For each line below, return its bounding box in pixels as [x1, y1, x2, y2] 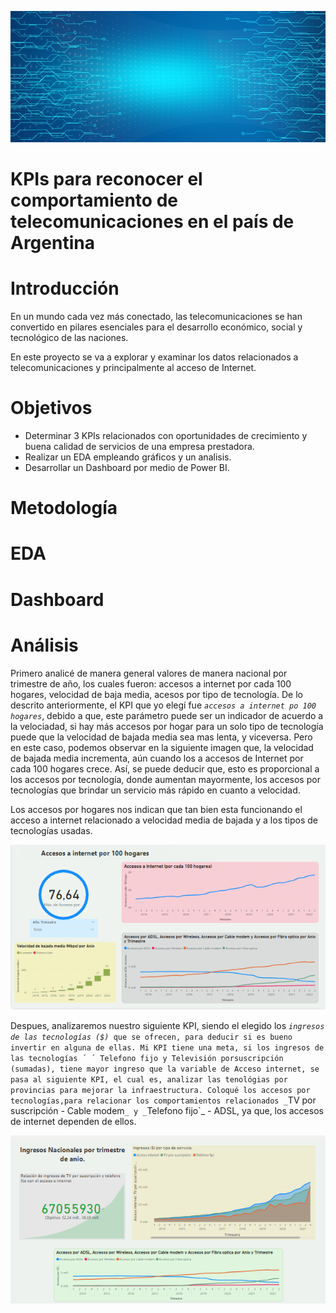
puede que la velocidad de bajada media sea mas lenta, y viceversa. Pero [10, 731, 313, 743]
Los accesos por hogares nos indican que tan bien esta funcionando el [10, 803, 303, 815]
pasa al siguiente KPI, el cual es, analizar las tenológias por [10, 1074, 288, 1085]
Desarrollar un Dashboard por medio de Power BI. [24, 462, 230, 474]
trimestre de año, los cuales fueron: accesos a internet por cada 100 [10, 677, 292, 690]
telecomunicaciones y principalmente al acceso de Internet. [10, 362, 257, 374]
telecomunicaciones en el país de [10, 211, 295, 233]
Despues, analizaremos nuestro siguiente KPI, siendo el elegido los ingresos [10, 1019, 325, 1031]
